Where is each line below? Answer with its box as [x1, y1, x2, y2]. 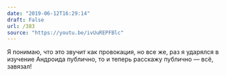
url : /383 [7, 23, 36, 29]
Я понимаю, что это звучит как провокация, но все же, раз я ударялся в [7, 48, 219, 56]
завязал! [7, 62, 32, 71]
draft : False [7, 16, 45, 23]
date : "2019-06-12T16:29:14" [7, 10, 90, 17]
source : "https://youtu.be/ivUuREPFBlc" [7, 29, 125, 36]
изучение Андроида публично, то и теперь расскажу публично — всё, [7, 55, 214, 64]
